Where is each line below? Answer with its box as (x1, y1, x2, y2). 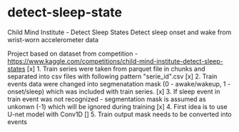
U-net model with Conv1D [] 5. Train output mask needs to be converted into (7, 110, 232, 118)
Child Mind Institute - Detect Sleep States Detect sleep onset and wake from (7, 28, 232, 36)
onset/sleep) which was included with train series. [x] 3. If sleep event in (7, 87, 220, 96)
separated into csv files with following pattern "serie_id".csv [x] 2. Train (7, 72, 218, 81)
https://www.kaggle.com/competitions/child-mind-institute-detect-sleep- (7, 56, 223, 65)
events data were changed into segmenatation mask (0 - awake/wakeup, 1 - (7, 79, 230, 88)
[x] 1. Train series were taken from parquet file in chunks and (26, 64, 205, 73)
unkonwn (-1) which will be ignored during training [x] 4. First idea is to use (7, 102, 228, 111)
